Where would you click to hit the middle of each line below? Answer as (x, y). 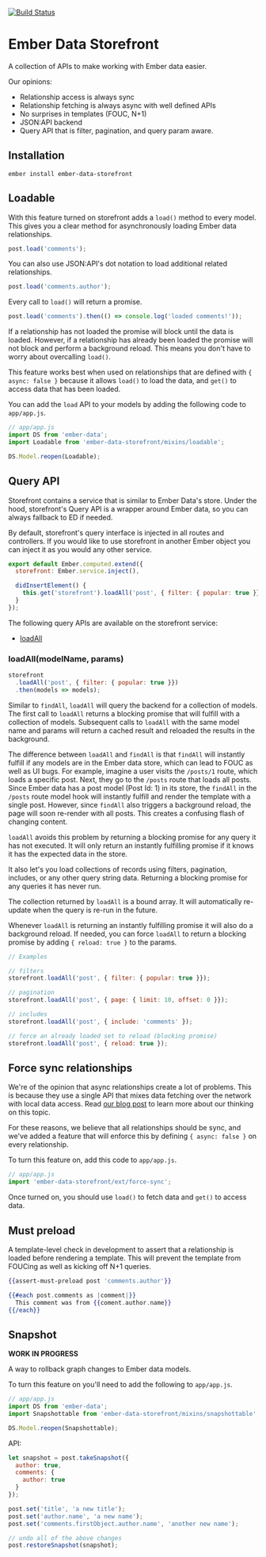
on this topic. (30, 1112)
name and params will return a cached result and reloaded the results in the (132, 731)
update (20, 910)
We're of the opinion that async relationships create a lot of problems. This (130, 1087)
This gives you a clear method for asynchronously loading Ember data (123, 225)
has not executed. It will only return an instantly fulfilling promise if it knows (131, 846)
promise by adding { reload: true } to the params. (93, 942)
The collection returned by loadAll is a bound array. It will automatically (125, 901)
